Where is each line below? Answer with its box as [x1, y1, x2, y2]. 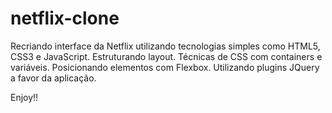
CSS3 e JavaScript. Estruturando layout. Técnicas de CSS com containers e [10, 50, 323, 62]
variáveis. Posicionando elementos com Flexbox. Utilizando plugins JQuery [10, 61, 320, 73]
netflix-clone [10, 7, 120, 30]
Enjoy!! [10, 91, 39, 103]
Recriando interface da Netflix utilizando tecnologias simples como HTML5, [10, 40, 321, 52]
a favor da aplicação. [10, 72, 97, 84]
